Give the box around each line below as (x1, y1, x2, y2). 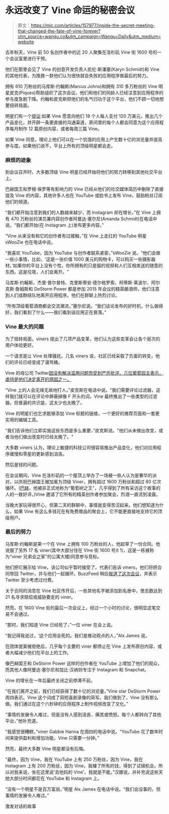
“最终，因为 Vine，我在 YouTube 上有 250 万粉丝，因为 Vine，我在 (5, 756, 143, 762)
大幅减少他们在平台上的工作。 (9, 649, 71, 655)
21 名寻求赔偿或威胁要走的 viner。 (5, 594, 76, 600)
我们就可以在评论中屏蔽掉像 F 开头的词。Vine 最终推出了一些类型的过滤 (9, 393, 157, 399)
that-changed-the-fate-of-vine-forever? (17, 28, 101, 34)
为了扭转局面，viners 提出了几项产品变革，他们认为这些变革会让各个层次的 (5, 336, 160, 342)
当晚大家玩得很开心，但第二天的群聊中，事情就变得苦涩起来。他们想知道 (5, 502, 155, 508)
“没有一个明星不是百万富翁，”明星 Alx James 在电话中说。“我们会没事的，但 (5, 786, 161, 792)
